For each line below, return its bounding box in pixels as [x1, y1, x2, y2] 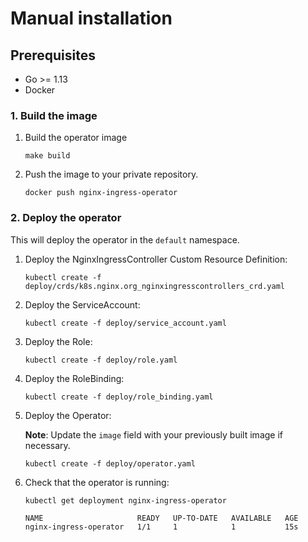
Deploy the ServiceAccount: [24, 298, 141, 311]
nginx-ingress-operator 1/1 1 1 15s [24, 522, 299, 532]
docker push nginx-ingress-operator [24, 188, 178, 198]
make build [24, 151, 71, 161]
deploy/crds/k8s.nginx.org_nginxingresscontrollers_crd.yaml [24, 281, 286, 291]
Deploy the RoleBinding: [24, 372, 125, 384]
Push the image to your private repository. [24, 168, 199, 181]
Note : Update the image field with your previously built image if [24, 428, 283, 441]
